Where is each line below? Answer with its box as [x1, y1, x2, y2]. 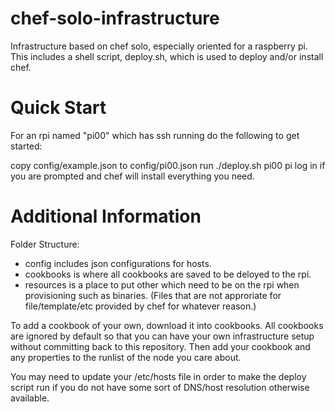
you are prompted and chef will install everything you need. [10, 170, 255, 182]
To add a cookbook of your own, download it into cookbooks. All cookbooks [10, 319, 324, 331]
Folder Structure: [10, 238, 80, 250]
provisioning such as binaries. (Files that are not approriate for [24, 289, 282, 301]
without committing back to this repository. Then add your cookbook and [10, 340, 311, 352]
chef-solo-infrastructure [10, 7, 220, 30]
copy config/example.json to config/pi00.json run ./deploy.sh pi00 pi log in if [10, 159, 326, 171]
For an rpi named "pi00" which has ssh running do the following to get [10, 129, 300, 141]
